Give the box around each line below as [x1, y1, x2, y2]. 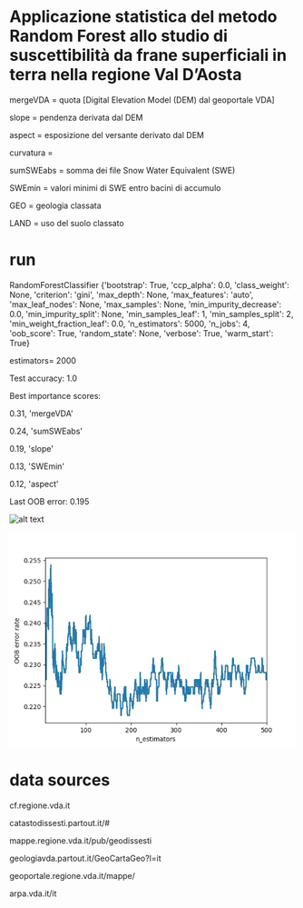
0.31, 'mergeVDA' [9, 407, 74, 419]
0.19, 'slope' [9, 443, 54, 454]
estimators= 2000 [9, 354, 77, 365]
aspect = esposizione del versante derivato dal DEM [9, 129, 204, 140]
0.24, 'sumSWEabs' [9, 425, 83, 436]
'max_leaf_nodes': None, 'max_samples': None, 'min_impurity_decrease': [9, 298, 282, 310]
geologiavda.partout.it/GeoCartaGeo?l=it [9, 853, 161, 863]
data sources [9, 770, 111, 791]
